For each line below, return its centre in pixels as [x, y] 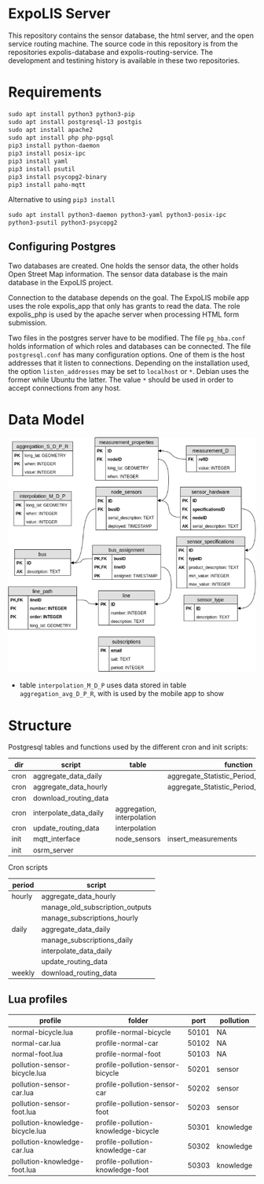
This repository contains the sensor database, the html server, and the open [131, 35]
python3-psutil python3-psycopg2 [63, 222]
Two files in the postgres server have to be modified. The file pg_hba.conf [127, 338]
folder [138, 1021]
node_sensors [138, 839]
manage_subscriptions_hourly [90, 918]
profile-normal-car [127, 1043]
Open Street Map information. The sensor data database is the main [118, 274]
